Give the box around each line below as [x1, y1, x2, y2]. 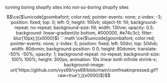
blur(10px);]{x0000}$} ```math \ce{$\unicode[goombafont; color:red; [13, 35, 155, 41]
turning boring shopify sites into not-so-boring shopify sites [5, 4, 129, 10]
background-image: [64, 62, 105, 67]
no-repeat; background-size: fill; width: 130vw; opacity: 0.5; [30, 24, 154, 30]
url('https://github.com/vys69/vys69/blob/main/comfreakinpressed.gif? [10, 67, 158, 73]
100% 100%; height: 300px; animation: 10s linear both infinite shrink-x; [11, 56, 157, 62]
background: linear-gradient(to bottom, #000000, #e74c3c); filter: [16, 30, 153, 35]
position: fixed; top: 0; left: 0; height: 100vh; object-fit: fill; [11, 19, 130, 25]
